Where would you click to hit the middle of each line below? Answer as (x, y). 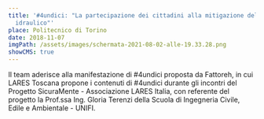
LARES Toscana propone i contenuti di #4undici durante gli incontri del (123, 83)
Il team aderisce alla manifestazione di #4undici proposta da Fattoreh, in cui (131, 74)
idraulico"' (35, 23)
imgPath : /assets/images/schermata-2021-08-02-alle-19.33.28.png (117, 45)
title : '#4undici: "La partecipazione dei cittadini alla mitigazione (126, 15)
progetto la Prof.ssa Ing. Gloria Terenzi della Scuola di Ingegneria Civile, (124, 100)
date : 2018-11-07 (37, 37)
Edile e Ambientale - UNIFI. (52, 108)
